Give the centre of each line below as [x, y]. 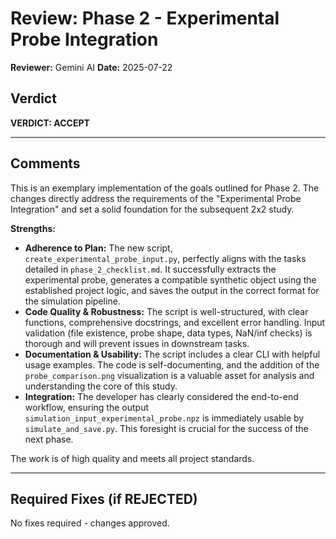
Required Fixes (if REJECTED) [104, 498]
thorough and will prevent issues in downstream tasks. [137, 343]
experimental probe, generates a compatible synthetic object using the [170, 279]
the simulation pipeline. [72, 301]
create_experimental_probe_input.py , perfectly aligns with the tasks [165, 258]
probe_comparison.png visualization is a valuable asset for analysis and [169, 375]
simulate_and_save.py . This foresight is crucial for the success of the [166, 428]
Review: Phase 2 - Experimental [145, 18]
